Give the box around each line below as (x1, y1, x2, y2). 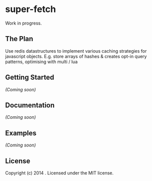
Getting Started (5, 73, 54, 82)
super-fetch (5, 4, 56, 15)
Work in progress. (5, 20, 42, 26)
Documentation (5, 101, 55, 109)
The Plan (5, 35, 33, 43)
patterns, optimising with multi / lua (5, 59, 78, 65)
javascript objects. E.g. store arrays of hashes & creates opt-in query (5, 53, 147, 59)
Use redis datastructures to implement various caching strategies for (5, 48, 147, 54)
